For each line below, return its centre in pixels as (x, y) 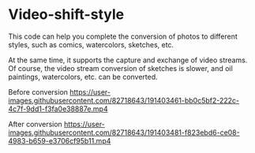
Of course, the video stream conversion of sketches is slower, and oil (120, 68)
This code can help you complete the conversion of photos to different (123, 36)
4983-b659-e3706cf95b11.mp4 (60, 140)
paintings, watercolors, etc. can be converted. (83, 76)
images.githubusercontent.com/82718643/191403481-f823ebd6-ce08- (124, 132)
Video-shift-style (66, 15)
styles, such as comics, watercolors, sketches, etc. (91, 44)
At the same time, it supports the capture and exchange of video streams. (128, 60)
